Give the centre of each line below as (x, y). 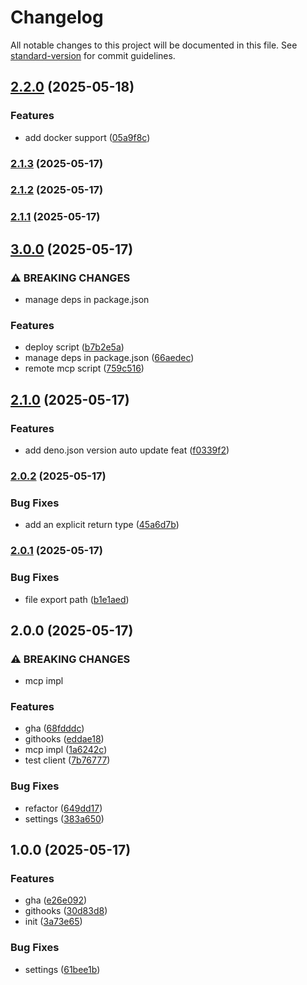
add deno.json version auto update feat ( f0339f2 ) (127, 450)
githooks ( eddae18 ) (64, 739)
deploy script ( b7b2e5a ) (74, 347)
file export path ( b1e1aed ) (77, 599)
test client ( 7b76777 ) (67, 760)
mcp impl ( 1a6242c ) (66, 750)
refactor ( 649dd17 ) (63, 808)
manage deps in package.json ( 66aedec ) (109, 358)
